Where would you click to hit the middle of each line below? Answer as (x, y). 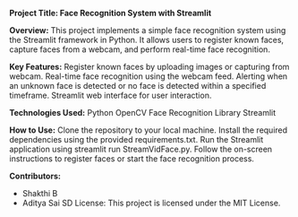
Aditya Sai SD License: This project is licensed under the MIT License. (151, 203)
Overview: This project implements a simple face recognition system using (148, 30)
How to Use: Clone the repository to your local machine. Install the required (149, 130)
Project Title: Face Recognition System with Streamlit (111, 13)
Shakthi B (40, 193)
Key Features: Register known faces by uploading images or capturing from (149, 67)
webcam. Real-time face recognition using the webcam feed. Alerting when (149, 76)
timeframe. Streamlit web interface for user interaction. (111, 95)
